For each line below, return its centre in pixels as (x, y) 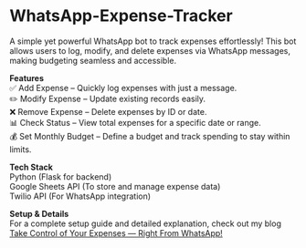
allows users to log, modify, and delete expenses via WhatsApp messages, (150, 50)
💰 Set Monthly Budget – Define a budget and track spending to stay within (150, 136)
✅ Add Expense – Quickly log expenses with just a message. (123, 88)
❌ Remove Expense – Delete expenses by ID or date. (108, 111)
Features (26, 77)
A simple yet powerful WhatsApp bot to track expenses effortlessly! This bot (153, 41)
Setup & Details (39, 213)
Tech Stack (31, 167)
